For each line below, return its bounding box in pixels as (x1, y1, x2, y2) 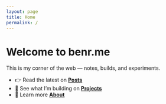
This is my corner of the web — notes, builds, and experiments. (6, 64, 161, 71)
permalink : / (6, 19, 38, 25)
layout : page (6, 8, 38, 15)
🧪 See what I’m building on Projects (14, 85, 102, 92)
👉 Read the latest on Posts (14, 76, 83, 83)
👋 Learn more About (14, 91, 65, 98)
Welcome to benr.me (6, 45, 110, 58)
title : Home (6, 14, 35, 20)
